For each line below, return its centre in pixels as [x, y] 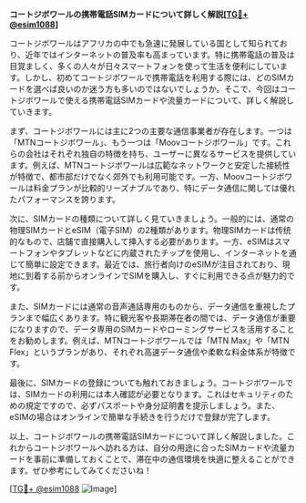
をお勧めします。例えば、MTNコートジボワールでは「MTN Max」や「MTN [149, 340]
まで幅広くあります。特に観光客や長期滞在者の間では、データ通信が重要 [160, 318]
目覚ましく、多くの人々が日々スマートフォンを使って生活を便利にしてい [145, 66]
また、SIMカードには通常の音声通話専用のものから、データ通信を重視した [148, 306]
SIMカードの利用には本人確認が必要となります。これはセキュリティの [155, 394]
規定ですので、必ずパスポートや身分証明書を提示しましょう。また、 [153, 405]
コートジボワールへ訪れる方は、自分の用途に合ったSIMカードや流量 [160, 447]
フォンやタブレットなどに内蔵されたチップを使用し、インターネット [153, 253]
